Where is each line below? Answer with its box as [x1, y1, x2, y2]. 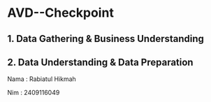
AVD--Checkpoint [7, 5, 114, 21]
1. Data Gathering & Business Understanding [7, 33, 205, 45]
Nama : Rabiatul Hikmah [7, 75, 77, 83]
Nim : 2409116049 [7, 89, 60, 97]
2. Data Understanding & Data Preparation [7, 56, 194, 68]
